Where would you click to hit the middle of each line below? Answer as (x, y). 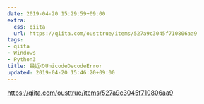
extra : (17, 20)
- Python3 (22, 60)
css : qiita (30, 27)
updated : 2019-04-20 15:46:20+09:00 (61, 72)
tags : (15, 40)
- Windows (22, 53)
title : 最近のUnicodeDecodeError (55, 66)
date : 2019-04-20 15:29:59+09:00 (56, 14)
